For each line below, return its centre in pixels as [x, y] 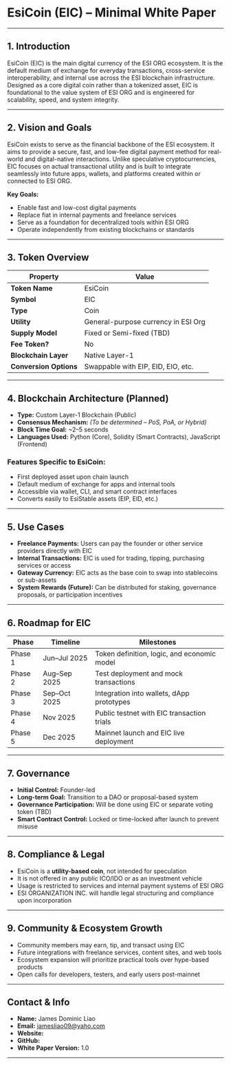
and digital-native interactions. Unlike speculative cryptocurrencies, [120, 159]
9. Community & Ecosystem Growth [85, 928]
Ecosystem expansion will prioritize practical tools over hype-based [113, 959]
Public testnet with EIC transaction [151, 713]
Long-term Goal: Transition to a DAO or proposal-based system [108, 797]
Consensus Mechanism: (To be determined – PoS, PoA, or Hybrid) [112, 422]
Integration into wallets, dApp [143, 693]
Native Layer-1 [109, 356]
